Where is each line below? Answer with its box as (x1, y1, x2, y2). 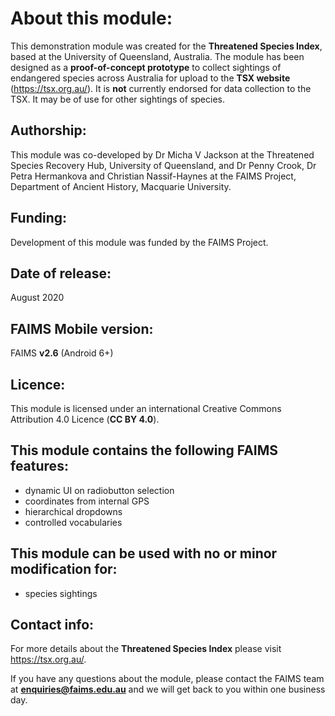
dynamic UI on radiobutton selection (24, 484, 175, 496)
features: (10, 458, 69, 475)
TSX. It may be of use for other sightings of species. (10, 93, 225, 105)
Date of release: (10, 265, 112, 282)
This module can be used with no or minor (10, 545, 278, 562)
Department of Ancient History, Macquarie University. (10, 180, 232, 192)
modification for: (10, 561, 118, 578)
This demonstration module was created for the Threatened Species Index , (10, 40, 323, 52)
